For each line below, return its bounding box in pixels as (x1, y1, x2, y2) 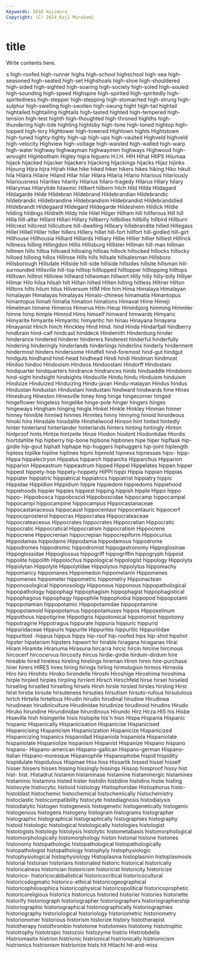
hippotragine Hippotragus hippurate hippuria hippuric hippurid (6, 620, 158, 627)
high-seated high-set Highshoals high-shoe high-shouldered (31, 77, 180, 84)
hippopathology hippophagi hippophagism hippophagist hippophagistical (6, 588, 185, 596)
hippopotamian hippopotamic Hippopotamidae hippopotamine (6, 601, 158, 608)
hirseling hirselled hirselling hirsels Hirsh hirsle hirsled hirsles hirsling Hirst (6, 683, 187, 690)
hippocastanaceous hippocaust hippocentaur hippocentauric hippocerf (6, 506, 181, 514)
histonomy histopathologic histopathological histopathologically (6, 841, 162, 848)
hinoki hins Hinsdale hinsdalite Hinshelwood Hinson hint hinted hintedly (6, 418, 180, 425)
